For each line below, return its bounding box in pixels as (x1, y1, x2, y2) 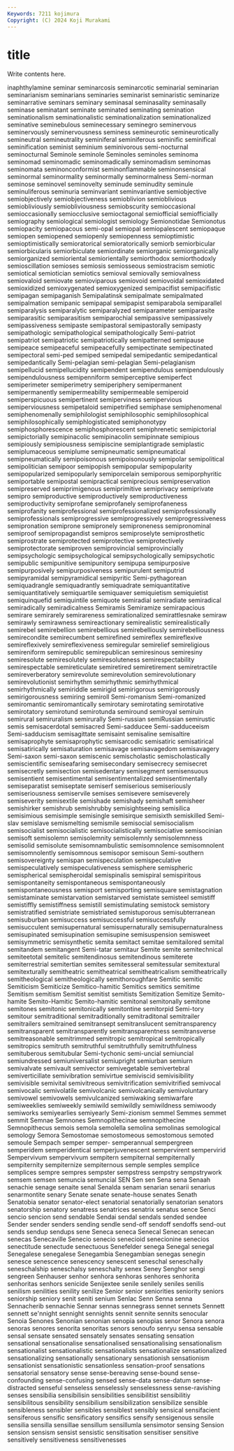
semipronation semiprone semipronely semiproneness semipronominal (7, 522, 212, 530)
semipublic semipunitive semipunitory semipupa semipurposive (7, 559, 191, 567)
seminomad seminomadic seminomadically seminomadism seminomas (7, 158, 211, 166)
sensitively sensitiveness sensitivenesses (7, 1436, 127, 1444)
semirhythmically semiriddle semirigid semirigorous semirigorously (7, 685, 200, 694)
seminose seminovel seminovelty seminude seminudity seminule (7, 180, 193, 189)
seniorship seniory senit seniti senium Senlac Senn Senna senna (7, 1294, 193, 1303)
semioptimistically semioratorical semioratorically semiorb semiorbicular (7, 239, 215, 248)
